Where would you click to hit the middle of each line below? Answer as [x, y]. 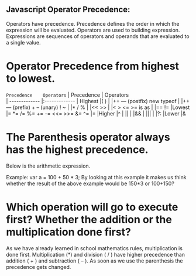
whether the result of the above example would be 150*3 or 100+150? [90, 183]
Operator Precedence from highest [93, 66]
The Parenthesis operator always [88, 137]
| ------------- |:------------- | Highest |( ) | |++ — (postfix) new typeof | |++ [98, 101]
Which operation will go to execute [92, 207]
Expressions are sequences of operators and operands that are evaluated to [98, 36]
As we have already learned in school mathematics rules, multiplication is [94, 248]
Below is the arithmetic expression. [48, 166]
